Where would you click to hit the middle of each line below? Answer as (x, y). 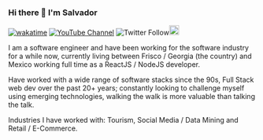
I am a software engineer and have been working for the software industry (129, 48)
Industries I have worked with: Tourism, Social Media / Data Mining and (123, 120)
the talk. (21, 105)
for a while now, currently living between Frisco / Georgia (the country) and (130, 56)
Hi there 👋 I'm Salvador (53, 13)
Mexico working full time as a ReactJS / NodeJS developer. (104, 64)
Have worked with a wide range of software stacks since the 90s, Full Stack (131, 80)
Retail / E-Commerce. (43, 128)
